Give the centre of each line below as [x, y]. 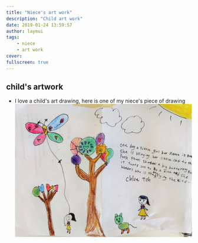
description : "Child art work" [44, 19]
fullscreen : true [27, 62]
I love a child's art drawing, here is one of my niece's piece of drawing [100, 101]
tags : [13, 37]
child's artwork [35, 87]
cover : [14, 56]
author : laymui [25, 31]
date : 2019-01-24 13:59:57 [39, 25]
